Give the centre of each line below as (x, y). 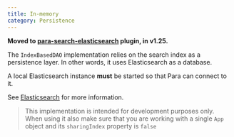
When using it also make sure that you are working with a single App (124, 119)
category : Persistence (41, 21)
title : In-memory (33, 14)
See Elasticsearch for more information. (66, 97)
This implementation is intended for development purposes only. (119, 111)
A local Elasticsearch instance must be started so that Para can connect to (117, 76)
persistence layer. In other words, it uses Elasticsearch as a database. (110, 62)
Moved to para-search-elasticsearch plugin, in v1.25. (88, 40)
